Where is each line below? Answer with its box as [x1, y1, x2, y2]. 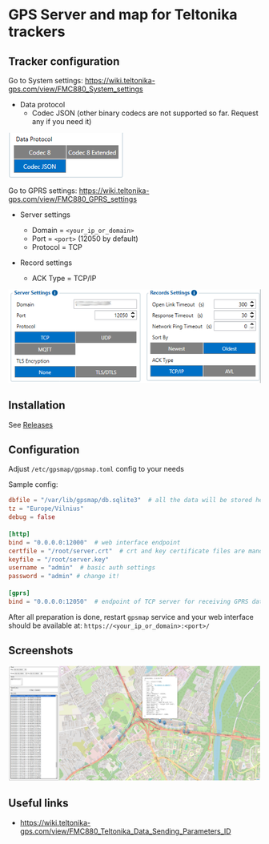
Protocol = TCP [31, 243, 82, 251]
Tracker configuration [8, 54, 120, 68]
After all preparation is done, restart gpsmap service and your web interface [8, 612, 255, 621]
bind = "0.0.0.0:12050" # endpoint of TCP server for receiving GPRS [8, 597, 249, 605]
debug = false [8, 513, 56, 521]
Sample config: [8, 480, 58, 489]
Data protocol [19, 100, 66, 109]
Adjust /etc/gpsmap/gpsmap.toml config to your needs [8, 464, 184, 474]
